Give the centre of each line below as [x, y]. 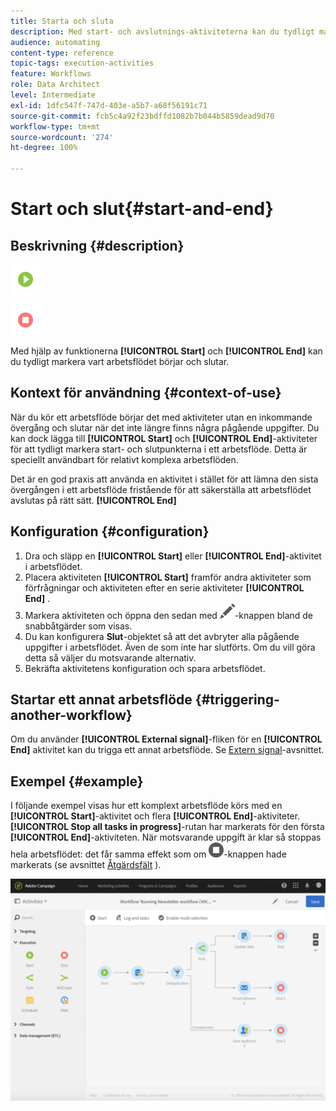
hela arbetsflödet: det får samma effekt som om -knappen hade [148, 854]
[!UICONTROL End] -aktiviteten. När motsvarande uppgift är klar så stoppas [166, 837]
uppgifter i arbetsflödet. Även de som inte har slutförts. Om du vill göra [170, 647]
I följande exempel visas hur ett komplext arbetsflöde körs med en [146, 806]
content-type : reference [62, 53]
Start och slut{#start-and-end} [142, 209]
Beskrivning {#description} [97, 245]
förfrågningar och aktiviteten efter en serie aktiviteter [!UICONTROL [164, 587]
